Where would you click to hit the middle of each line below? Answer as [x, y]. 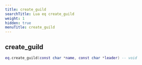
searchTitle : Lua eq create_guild [40, 14]
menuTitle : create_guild [30, 27]
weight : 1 [15, 18]
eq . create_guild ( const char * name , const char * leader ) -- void [71, 58]
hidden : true [18, 23]
